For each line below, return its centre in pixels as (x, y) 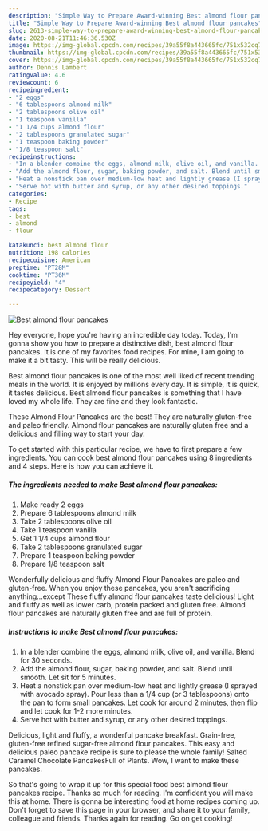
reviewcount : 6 (33, 82)
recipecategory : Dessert (49, 290)
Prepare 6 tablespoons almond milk (78, 513)
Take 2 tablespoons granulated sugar (81, 547)
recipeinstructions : (43, 156)
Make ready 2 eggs (51, 505)
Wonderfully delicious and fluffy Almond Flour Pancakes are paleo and (124, 580)
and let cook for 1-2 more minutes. (76, 711)
